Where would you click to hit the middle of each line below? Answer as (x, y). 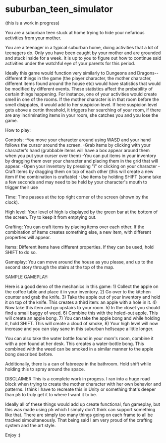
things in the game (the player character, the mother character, (88, 78)
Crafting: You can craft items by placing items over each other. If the (75, 227)
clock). (12, 202)
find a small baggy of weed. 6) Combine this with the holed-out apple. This (82, 313)
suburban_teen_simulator (59, 9)
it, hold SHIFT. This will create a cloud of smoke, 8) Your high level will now (82, 323)
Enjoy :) (13, 435)
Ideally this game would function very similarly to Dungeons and (71, 73)
